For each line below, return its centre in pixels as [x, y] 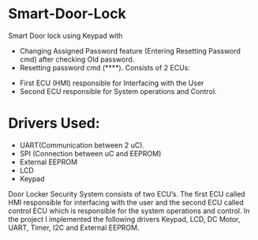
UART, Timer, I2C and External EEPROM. [74, 227]
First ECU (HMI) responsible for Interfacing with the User [112, 83]
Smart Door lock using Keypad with [65, 36]
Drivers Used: [54, 124]
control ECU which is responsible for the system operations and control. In [129, 211]
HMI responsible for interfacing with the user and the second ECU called [126, 202]
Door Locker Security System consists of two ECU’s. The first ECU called [127, 193]
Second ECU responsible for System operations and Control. [118, 91]
